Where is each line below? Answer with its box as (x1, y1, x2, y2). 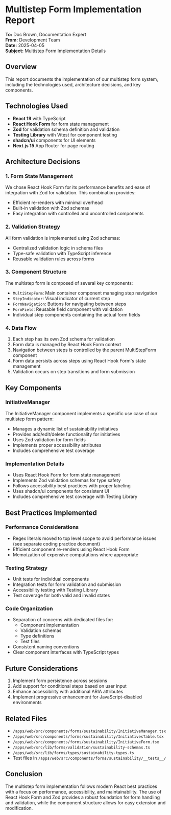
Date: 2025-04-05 (5, 42, 45, 48)
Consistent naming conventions (12, 644, 80, 650)
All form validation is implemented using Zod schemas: (5, 235, 120, 241)
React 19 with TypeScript (12, 115, 66, 121)
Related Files (5, 714, 47, 723)
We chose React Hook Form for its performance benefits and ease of (5, 184, 151, 190)
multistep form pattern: (5, 416, 54, 422)
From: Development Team (5, 37, 60, 43)
